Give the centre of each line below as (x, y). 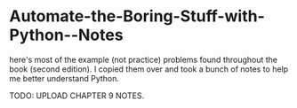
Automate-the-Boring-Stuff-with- (137, 16)
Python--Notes (66, 35)
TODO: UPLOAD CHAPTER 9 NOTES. (77, 96)
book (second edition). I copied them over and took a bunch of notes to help (149, 69)
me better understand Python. (64, 78)
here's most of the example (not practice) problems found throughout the (144, 59)
